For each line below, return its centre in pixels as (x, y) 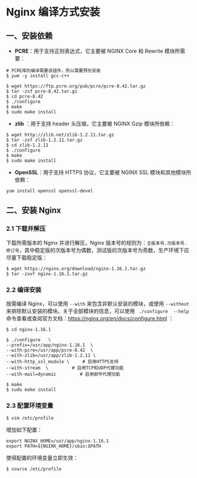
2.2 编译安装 (24, 290)
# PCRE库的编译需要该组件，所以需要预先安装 (54, 71)
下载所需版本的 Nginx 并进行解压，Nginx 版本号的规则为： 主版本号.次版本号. (97, 243)
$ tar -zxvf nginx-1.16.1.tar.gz (47, 274)
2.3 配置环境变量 (30, 405)
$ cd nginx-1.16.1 (29, 329)
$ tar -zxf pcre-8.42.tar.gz (42, 91)
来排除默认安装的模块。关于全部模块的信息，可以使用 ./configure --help (98, 311)
